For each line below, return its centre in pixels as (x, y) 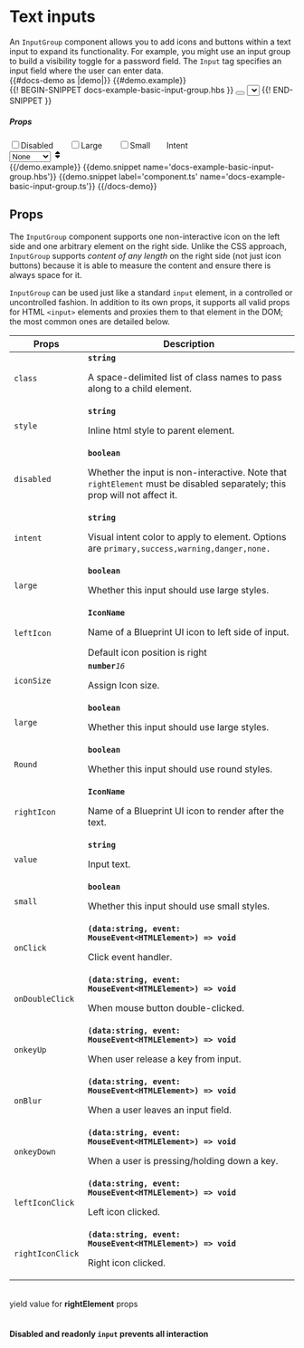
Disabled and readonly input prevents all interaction (109, 1334)
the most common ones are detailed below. (90, 321)
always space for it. (46, 274)
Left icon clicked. (124, 1211)
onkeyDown (35, 1151)
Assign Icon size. (123, 685)
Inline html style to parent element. (161, 430)
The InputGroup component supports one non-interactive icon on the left (145, 236)
